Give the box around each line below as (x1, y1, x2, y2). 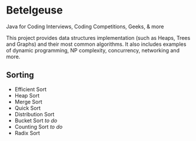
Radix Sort (14, 129, 40, 136)
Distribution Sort (14, 110, 55, 117)
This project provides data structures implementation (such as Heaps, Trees (6, 34, 191, 41)
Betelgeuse (6, 4, 63, 17)
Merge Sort (14, 98, 42, 105)
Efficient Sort (14, 86, 47, 93)
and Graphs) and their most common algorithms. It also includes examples (6, 41, 187, 48)
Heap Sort (14, 92, 40, 99)
